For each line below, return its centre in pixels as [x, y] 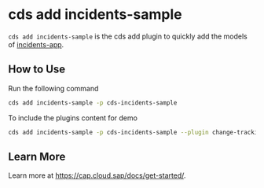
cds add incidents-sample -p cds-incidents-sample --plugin [109, 132]
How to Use [37, 70]
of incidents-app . [36, 44]
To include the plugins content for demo [73, 118]
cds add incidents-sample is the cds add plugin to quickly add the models [128, 36]
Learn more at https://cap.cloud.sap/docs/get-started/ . [97, 175]
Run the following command [53, 88]
